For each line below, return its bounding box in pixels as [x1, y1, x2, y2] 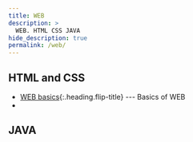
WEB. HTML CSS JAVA [15, 26, 81, 34]
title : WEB [8, 11, 45, 20]
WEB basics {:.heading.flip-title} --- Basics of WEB [19, 92, 186, 101]
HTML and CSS [8, 71, 86, 85]
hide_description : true [8, 34, 88, 42]
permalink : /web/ [8, 41, 66, 49]
